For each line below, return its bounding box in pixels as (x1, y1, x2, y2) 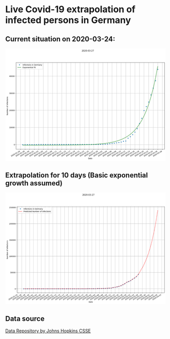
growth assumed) (5, 179, 63, 187)
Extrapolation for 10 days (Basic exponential (5, 171, 148, 179)
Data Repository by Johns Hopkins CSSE (5, 327, 91, 334)
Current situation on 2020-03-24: (5, 35, 116, 43)
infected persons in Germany (5, 14, 131, 26)
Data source (5, 314, 45, 323)
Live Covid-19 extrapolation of (5, 4, 136, 15)
